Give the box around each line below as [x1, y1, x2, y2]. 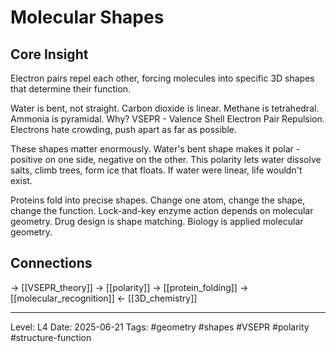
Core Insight [10, 46, 89, 63]
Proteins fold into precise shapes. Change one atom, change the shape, [10, 194, 306, 206]
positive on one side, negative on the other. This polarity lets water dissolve [10, 154, 322, 165]
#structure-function [10, 331, 92, 343]
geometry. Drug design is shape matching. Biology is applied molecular [10, 216, 304, 227]
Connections [10, 255, 93, 272]
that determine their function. [10, 83, 132, 95]
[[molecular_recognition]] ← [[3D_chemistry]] [10, 292, 198, 304]
